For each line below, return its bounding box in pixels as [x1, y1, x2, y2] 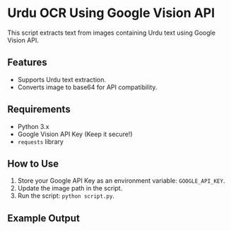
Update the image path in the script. [17, 184, 123, 193]
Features [7, 57, 47, 69]
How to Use [7, 157, 59, 169]
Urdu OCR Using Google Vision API [7, 5, 215, 21]
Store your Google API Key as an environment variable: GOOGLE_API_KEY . [17, 176, 225, 185]
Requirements [7, 103, 71, 115]
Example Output [7, 212, 80, 224]
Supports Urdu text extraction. [17, 75, 106, 84]
